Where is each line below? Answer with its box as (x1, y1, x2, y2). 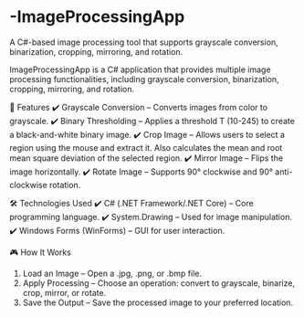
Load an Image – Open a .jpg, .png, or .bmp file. (22, 268, 203, 279)
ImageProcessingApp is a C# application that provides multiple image (9, 64, 271, 75)
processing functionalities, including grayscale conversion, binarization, (9, 73, 280, 84)
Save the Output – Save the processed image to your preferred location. (22, 297, 294, 308)
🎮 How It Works (9, 247, 71, 258)
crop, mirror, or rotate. (22, 287, 107, 298)
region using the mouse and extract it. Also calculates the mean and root (9, 142, 283, 153)
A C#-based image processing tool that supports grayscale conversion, (9, 37, 278, 48)
